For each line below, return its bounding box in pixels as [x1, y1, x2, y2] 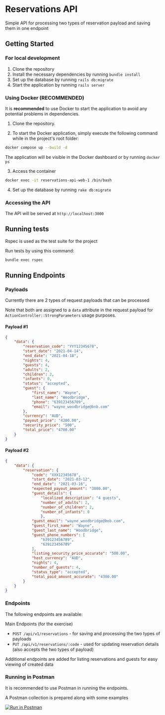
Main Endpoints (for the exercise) [5, 621, 73, 627]
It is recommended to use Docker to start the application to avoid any [5, 106, 148, 112]
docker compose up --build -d [5, 145, 68, 150]
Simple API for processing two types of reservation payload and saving [5, 20, 150, 26]
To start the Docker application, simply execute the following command [12, 130, 158, 136]
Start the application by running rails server [12, 82, 105, 88]
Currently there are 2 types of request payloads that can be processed [5, 297, 150, 303]
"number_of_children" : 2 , [40, 504, 94, 510]
